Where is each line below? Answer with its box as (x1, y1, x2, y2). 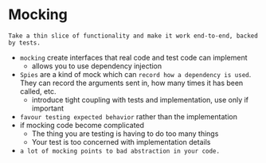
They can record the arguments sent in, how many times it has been (19, 78, 244, 87)
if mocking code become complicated (19, 120, 145, 130)
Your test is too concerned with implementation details (31, 137, 211, 146)
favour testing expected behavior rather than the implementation (19, 111, 237, 121)
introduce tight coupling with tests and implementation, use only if (31, 95, 249, 104)
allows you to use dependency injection (31, 61, 162, 71)
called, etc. (19, 86, 57, 96)
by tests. (8, 38, 41, 47)
